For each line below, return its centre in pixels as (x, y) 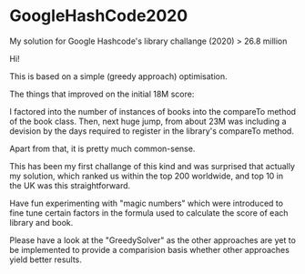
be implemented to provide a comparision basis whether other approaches (149, 249)
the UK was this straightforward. (70, 185)
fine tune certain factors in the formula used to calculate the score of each (149, 213)
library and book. (41, 222)
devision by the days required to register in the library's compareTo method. (152, 131)
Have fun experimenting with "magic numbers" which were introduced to (147, 203)
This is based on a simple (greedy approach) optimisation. (118, 76)
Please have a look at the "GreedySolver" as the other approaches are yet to (152, 240)
